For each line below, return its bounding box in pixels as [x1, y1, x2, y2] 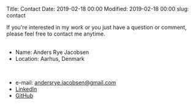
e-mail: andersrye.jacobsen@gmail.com [15, 79, 117, 86]
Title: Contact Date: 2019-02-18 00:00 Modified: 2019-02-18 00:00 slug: [6, 6, 189, 12]
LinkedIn [15, 85, 37, 93]
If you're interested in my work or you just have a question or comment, [6, 24, 187, 31]
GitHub [15, 92, 34, 99]
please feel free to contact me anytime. [6, 30, 105, 37]
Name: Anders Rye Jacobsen [15, 49, 90, 56]
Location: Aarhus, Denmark [15, 55, 85, 62]
